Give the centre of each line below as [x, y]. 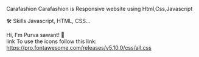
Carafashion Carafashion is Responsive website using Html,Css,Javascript [100, 9]
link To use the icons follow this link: [51, 41]
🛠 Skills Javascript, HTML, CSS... [48, 21]
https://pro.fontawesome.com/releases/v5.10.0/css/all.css [79, 48]
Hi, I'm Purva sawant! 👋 [36, 35]
